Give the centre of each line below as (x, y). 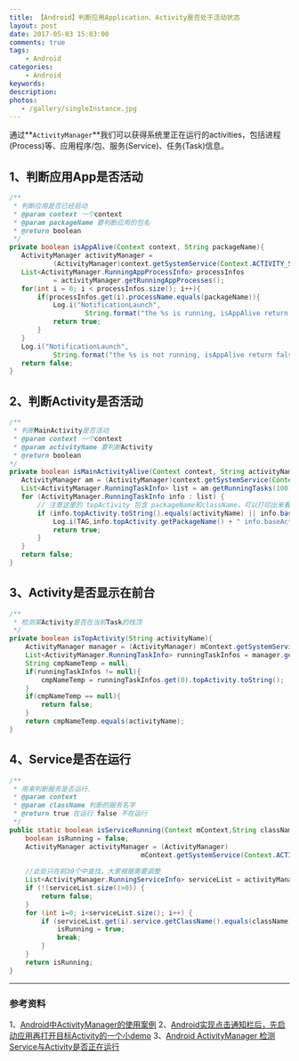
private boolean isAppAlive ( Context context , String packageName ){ (137, 247)
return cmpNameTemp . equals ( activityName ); (105, 721)
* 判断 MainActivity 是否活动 (61, 430)
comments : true (37, 42)
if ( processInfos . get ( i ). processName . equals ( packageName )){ (149, 297)
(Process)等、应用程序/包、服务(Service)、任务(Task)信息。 (119, 146)
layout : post (33, 26)
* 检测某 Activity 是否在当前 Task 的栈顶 (77, 622)
